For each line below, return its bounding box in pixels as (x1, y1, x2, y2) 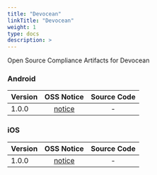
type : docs (7, 30, 40, 38)
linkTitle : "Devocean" (7, 17, 74, 24)
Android (7, 74, 36, 84)
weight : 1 (7, 23, 37, 30)
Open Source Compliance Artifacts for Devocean (7, 56, 150, 64)
